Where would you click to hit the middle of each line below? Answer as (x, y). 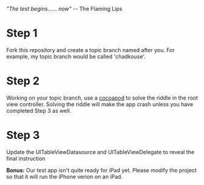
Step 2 (23, 81)
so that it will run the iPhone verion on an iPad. (65, 177)
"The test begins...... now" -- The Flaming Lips (65, 9)
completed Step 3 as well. (39, 110)
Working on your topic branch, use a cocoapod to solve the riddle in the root (102, 98)
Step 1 (22, 33)
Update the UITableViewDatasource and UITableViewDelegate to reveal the (100, 152)
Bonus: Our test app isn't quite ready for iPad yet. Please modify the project (101, 170)
